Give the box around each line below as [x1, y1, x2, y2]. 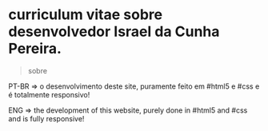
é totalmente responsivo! [8, 89, 90, 99]
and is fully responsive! [8, 113, 85, 123]
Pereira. [8, 40, 62, 58]
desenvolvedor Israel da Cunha [8, 22, 220, 41]
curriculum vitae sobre [8, 6, 162, 24]
